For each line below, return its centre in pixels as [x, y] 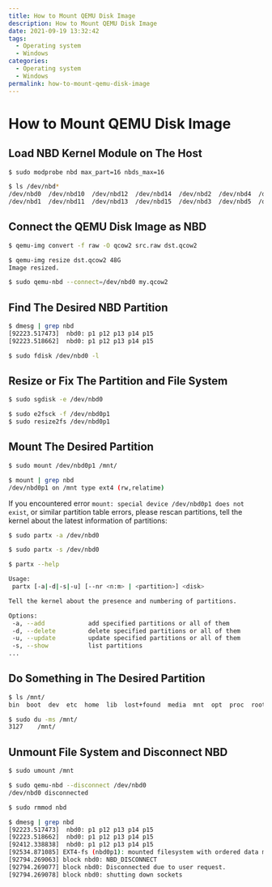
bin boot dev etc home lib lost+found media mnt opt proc [126, 705]
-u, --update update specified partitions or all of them [126, 639]
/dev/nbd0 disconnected [49, 793]
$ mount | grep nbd [41, 480]
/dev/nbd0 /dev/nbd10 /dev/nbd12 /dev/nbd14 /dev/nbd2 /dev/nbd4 [130, 194]
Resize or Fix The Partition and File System [118, 381]
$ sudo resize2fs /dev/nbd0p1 [59, 422]
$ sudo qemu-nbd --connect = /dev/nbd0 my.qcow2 [88, 282]
